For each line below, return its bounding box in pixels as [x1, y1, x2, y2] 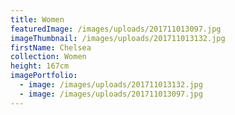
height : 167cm [10, 61, 70, 71]
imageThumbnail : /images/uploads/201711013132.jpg [10, 33, 226, 43]
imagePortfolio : [10, 71, 78, 81]
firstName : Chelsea [10, 42, 92, 53]
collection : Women [10, 52, 87, 62]
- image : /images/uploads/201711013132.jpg [19, 80, 203, 90]
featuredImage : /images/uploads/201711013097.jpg [10, 24, 222, 34]
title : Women [10, 14, 65, 25]
